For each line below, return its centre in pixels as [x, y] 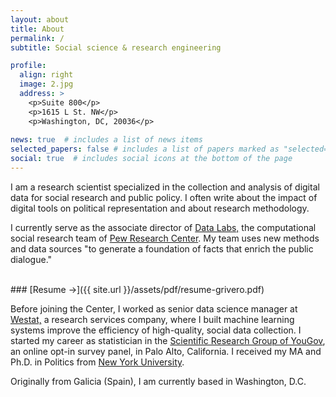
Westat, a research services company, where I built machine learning [152, 319]
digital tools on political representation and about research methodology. [160, 208]
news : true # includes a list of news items [106, 140]
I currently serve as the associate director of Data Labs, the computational [163, 227]
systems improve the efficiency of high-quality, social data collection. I [156, 330]
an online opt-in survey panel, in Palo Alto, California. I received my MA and [166, 351]
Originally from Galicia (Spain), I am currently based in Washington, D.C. [158, 381]
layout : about [40, 19]
